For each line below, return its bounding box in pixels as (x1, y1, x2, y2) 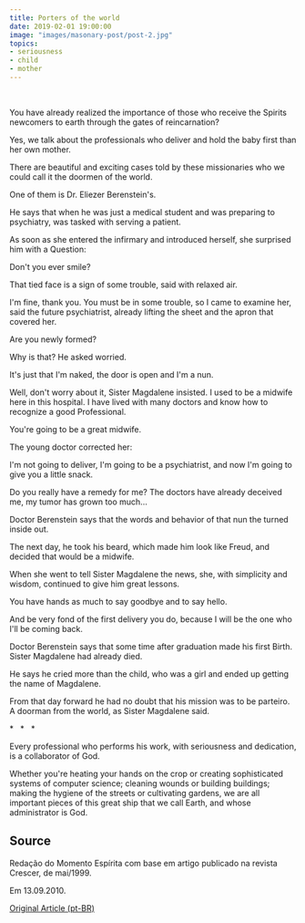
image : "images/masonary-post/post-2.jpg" (9, 30, 173, 39)
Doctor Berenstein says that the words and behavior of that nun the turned (9, 513, 289, 524)
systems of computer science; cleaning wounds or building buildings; (9, 777, 270, 789)
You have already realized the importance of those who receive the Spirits (9, 107, 287, 118)
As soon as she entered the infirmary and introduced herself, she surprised (9, 233, 291, 244)
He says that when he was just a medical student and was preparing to (9, 206, 276, 217)
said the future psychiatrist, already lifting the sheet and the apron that (9, 306, 274, 317)
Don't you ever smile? (9, 261, 91, 272)
